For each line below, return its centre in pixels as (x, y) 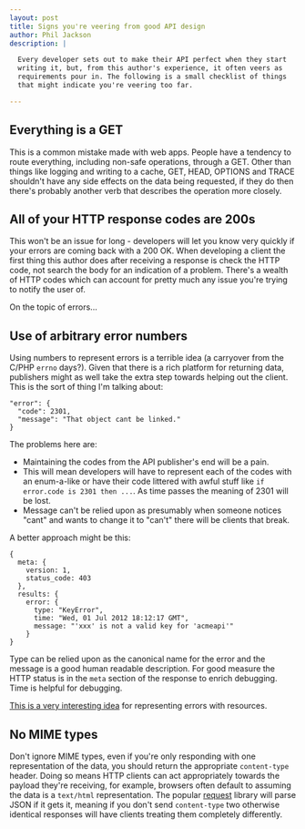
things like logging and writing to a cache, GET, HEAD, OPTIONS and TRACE (152, 171)
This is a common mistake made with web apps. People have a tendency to (150, 152)
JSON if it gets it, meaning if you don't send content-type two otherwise (145, 804)
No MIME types (54, 734)
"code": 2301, (44, 412)
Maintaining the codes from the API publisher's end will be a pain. (146, 462)
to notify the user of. (48, 290)
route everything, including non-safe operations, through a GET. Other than (150, 161)
